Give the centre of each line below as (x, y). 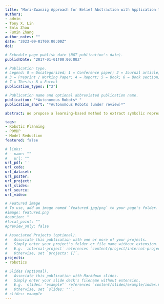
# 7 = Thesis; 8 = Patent (31, 82)
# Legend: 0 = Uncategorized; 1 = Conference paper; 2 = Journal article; (83, 73)
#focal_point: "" (23, 222)
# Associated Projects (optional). (41, 235)
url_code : (15, 167)
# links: (14, 149)
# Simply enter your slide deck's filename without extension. (73, 280)
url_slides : (17, 186)
